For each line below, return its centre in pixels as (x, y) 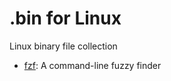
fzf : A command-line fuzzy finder (92, 65)
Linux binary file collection (63, 46)
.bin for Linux (65, 18)
